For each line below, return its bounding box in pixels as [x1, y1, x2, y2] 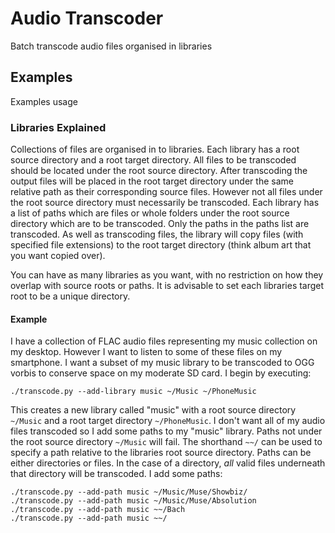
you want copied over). [10, 250, 106, 262]
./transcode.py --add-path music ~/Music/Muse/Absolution [10, 496, 257, 506]
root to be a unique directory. [10, 290, 131, 302]
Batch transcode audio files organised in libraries [10, 40, 213, 52]
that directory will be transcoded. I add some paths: [10, 468, 223, 480]
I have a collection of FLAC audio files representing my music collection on [10, 335, 318, 347]
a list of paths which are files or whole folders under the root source [10, 207, 290, 219]
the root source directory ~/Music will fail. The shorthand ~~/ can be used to [10, 436, 323, 448]
